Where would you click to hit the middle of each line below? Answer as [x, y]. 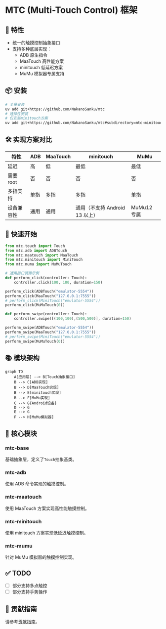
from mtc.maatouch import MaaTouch [42, 255]
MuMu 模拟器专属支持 [42, 74]
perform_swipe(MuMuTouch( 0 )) [35, 341]
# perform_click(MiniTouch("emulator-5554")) [53, 300]
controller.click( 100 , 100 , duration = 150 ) [58, 282]
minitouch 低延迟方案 [41, 67]
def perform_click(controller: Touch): [46, 278]
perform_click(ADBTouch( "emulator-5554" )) [49, 291]
